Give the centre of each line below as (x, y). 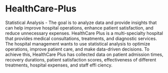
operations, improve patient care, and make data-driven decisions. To (77, 49)
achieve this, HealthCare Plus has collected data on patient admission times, (84, 54)
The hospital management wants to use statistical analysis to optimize (78, 43)
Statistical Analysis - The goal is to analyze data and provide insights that (81, 22)
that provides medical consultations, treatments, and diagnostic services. (81, 38)
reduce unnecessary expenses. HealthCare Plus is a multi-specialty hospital (84, 33)
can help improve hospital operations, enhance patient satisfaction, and (79, 27)
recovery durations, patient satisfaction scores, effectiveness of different (81, 59)
